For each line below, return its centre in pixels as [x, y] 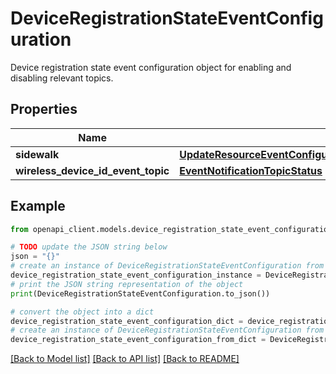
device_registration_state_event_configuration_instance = [136, 275]
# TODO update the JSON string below [89, 247]
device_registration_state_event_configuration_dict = [127, 321]
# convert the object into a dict [82, 312]
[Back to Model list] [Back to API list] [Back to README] [125, 359]
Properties [44, 109]
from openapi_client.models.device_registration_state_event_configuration [171, 229]
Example [38, 206]
